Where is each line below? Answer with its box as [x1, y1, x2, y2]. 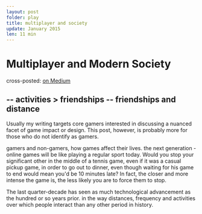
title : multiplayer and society [6, 20, 87, 26]
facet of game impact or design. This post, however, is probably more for [6, 126, 188, 133]
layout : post [6, 8, 39, 15]
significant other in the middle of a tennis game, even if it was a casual [6, 157, 181, 165]
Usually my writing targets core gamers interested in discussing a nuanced [6, 120, 192, 127]
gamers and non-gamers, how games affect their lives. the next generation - [6, 144, 197, 151]
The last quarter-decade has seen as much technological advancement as [6, 188, 191, 195]
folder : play [6, 14, 39, 20]
